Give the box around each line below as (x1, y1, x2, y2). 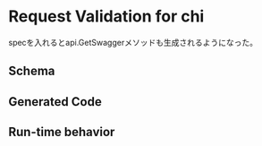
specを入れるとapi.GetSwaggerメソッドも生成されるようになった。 (8, 37, 258, 47)
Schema (8, 64, 55, 79)
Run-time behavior (8, 125, 115, 140)
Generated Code (8, 94, 102, 109)
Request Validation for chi (8, 6, 205, 27)
